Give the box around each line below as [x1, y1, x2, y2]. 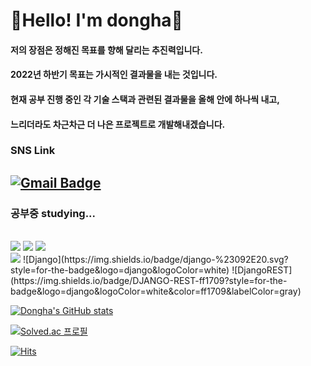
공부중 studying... [10, 206, 97, 220]
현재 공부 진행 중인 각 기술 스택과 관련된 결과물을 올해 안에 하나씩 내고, [10, 93, 280, 105]
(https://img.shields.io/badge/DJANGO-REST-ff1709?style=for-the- [10, 275, 288, 287]
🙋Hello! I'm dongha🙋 [10, 9, 183, 32]
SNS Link [10, 144, 56, 158]
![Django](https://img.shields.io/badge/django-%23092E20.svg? [22, 254, 289, 266]
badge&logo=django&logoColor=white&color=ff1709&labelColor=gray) [10, 285, 302, 298]
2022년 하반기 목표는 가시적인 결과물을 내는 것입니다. [10, 69, 218, 81]
